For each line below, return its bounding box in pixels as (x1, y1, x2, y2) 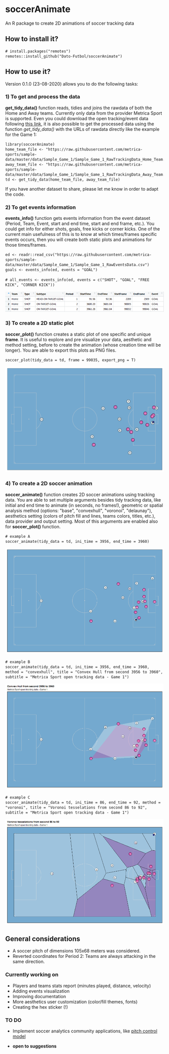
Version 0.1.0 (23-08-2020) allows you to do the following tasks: (5, 80, 138, 87)
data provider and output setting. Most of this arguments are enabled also (5, 518, 158, 524)
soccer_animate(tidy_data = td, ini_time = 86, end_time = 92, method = (5, 800, 161, 805)
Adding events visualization (12, 988, 70, 994)
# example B (5, 659, 30, 665)
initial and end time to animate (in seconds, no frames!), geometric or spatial (5, 502, 163, 508)
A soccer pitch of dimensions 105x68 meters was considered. (12, 948, 141, 954)
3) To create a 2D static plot (5, 319, 74, 327)
